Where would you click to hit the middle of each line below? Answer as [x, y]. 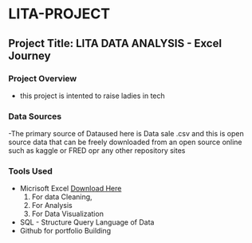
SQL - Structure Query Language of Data [87, 222]
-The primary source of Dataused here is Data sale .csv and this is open [126, 134]
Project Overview [43, 78]
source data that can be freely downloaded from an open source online [125, 142]
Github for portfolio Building [65, 231]
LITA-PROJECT [59, 14]
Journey [30, 55]
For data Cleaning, [62, 197]
